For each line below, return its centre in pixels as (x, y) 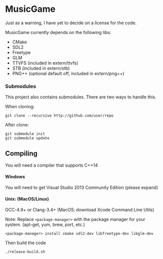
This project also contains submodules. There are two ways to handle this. (81, 97)
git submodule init (25, 134)
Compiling (21, 153)
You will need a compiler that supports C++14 (52, 165)
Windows (15, 176)
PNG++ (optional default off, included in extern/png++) (68, 73)
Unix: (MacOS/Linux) (27, 199)
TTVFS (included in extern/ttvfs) (45, 63)
